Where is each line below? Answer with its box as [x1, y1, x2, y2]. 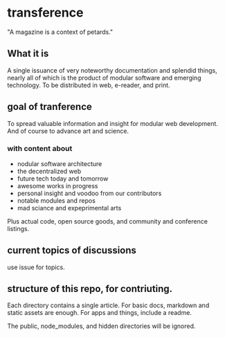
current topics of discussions [7, 244, 137, 257]
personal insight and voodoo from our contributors [17, 189, 162, 197]
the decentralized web [17, 167, 82, 175]
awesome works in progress [17, 181, 98, 190]
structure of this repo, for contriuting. [7, 283, 173, 295]
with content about [7, 144, 73, 154]
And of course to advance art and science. [7, 127, 129, 135]
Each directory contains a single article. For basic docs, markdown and [7, 301, 210, 309]
